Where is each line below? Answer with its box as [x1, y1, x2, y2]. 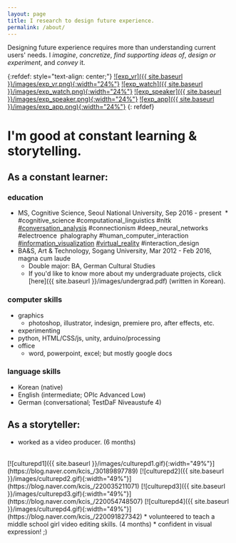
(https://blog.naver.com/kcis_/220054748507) [7, 497, 143, 505]
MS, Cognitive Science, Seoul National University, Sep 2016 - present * [17, 208, 228, 218]
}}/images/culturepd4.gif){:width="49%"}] [7, 504, 132, 513]
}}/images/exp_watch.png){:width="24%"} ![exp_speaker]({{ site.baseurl [7, 87, 222, 96]
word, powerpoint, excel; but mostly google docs [28, 349, 173, 357]
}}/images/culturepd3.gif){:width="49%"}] [7, 489, 132, 498]
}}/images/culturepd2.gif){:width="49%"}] [7, 474, 132, 482]
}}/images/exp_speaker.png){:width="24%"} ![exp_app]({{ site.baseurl [7, 95, 215, 103]
